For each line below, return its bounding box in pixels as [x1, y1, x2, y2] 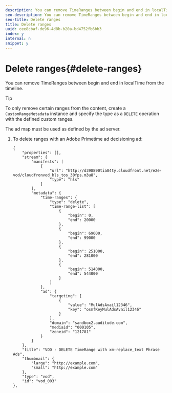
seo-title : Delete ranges [5, 17, 60, 22]
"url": [49, 168, 64, 173]
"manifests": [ [31, 159, 64, 164]
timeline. [5, 85, 24, 91]
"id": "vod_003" [22, 378, 57, 384]
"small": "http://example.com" [31, 365, 98, 370]
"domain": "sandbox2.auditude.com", [49, 320, 128, 325]
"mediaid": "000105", [49, 324, 96, 330]
